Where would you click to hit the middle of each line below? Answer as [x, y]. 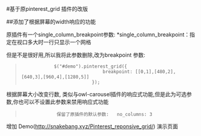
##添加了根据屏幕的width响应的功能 [51, 22]
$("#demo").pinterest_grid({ [90, 66]
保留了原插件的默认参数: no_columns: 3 [104, 114]
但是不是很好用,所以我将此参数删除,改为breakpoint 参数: [76, 55]
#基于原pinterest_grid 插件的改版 [47, 9]
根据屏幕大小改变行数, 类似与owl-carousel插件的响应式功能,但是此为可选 [97, 94]
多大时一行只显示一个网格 [59, 42]
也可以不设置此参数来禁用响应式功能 [64, 102]
